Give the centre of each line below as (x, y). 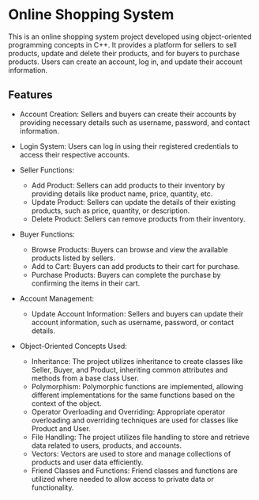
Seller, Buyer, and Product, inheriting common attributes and (129, 369)
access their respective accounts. (75, 154)
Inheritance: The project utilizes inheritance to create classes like (137, 361)
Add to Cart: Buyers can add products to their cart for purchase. (136, 266)
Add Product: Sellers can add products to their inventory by (128, 185)
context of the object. (66, 403)
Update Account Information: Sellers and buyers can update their (137, 313)
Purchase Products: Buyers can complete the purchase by (126, 275)
